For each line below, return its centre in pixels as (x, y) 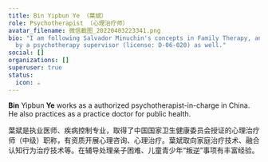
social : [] (26, 53)
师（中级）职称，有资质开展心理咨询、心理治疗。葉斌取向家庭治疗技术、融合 (134, 140)
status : (21, 75)
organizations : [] (39, 61)
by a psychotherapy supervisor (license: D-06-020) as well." (121, 45)
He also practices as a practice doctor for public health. (100, 113)
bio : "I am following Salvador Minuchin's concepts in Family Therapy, (130, 38)
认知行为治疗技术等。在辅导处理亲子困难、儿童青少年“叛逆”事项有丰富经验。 (134, 150)
